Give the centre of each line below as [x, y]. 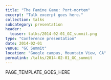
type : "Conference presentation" [41, 39]
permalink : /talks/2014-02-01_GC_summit [49, 58]
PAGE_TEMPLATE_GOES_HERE [38, 72]
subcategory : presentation [34, 24]
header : [14, 29]
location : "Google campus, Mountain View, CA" [56, 53]
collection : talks [25, 19]
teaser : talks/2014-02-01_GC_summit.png [53, 34]
